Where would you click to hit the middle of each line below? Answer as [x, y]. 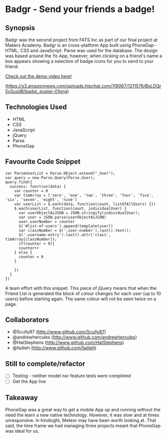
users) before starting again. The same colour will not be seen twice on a [81, 299]
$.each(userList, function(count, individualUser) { [70, 208]
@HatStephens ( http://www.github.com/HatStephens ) [68, 343]
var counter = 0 [31, 191]
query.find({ [19, 182]
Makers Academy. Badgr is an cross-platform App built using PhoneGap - [81, 45]
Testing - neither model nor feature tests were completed [72, 376]
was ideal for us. [22, 431]
